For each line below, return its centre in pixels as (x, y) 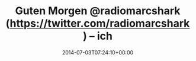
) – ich (98, 36)
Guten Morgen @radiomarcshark (98, 11)
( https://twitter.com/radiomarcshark (98, 23)
